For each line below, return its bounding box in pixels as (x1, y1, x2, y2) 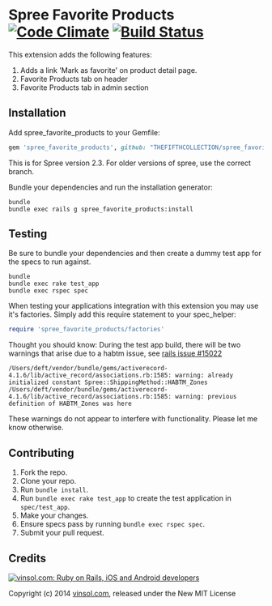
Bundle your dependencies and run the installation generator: (8, 182, 213, 192)
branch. (8, 166, 35, 176)
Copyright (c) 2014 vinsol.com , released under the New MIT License (8, 588, 236, 598)
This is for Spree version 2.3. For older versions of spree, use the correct (8, 158, 251, 168)
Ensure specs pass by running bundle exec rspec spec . (19, 519, 205, 529)
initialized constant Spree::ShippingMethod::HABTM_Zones (8, 378, 208, 386)
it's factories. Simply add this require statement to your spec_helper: (8, 309, 236, 319)
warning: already (175, 371, 233, 380)
